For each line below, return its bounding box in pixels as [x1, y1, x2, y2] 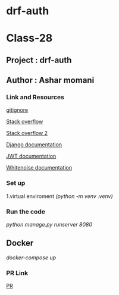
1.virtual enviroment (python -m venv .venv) [6, 192, 113, 200]
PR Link [6, 269, 29, 277]
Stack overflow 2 [6, 130, 48, 137]
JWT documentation [6, 153, 57, 160]
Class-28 [6, 32, 53, 45]
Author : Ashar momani [6, 76, 95, 86]
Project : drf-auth [6, 55, 72, 65]
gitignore [6, 106, 29, 114]
